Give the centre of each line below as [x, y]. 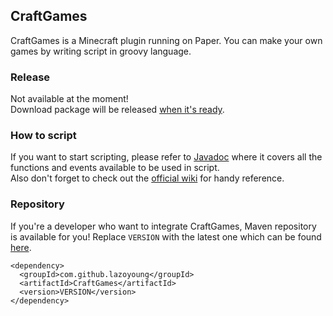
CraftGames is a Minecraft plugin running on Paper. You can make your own [166, 40]
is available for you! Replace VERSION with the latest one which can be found [166, 236]
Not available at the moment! [69, 99]
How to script [43, 136]
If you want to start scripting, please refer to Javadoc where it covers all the [166, 157]
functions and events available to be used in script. [115, 168]
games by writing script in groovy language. [101, 51]
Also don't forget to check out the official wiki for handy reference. [147, 178]
